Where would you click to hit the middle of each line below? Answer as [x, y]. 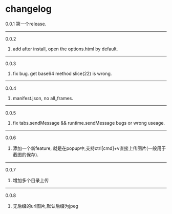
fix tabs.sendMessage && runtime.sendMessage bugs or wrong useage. [89, 123]
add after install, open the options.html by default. [65, 49]
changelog [29, 9]
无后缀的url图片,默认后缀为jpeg [45, 206]
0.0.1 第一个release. [26, 24]
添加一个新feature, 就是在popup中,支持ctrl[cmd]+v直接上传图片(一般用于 [89, 148]
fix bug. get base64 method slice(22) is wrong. [62, 73]
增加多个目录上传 [31, 180]
